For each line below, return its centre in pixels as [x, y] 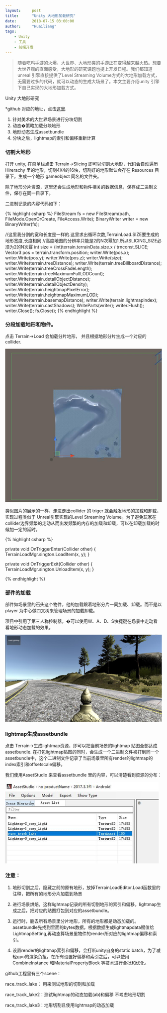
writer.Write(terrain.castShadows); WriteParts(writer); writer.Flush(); [75, 306]
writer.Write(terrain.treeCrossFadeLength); [49, 268]
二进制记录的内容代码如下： [34, 204]
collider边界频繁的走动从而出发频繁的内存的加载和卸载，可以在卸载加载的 [80, 523]
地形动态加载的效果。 [31, 627]
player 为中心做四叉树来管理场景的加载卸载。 [51, 610]
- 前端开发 [24, 47]
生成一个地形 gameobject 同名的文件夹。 [60, 176]
